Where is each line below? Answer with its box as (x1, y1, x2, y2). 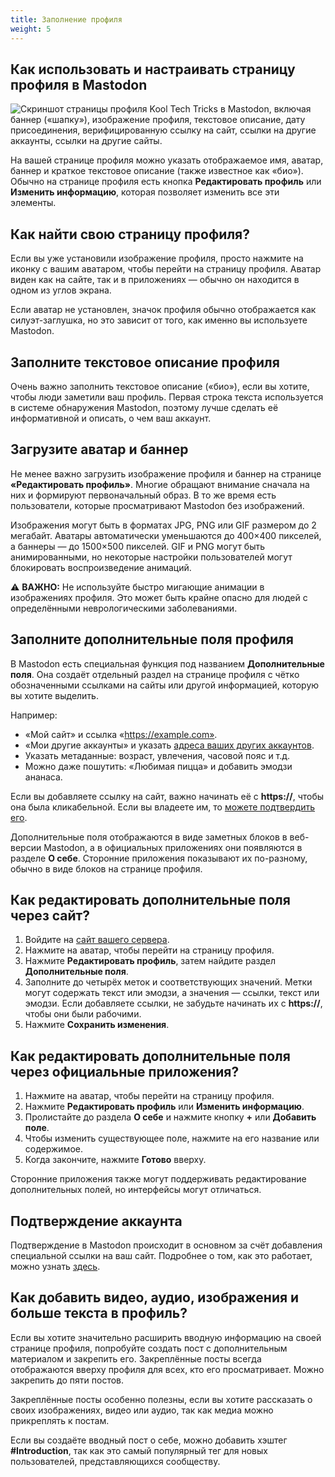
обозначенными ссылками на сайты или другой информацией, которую (10, 679, 320, 691)
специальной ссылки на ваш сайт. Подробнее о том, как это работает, (10, 1250, 313, 1261)
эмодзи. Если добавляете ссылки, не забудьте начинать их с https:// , (24, 997, 323, 1010)
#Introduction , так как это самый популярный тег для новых (10, 1444, 268, 1456)
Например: (10, 709, 58, 721)
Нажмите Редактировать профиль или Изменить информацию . (24, 1101, 305, 1113)
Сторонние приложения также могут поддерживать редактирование (10, 1173, 307, 1185)
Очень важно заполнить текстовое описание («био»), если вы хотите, (10, 380, 310, 392)
